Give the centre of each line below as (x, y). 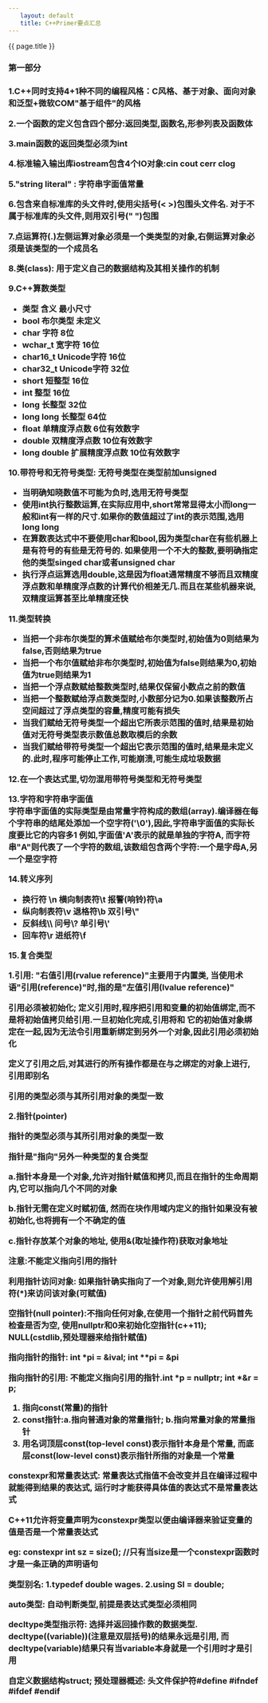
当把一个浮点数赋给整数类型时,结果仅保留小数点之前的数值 (134, 687)
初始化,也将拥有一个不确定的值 (67, 1221)
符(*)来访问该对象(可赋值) (58, 1293)
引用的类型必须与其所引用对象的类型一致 (86, 1096)
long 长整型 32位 (54, 404)
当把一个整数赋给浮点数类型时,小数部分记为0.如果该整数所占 (138, 699)
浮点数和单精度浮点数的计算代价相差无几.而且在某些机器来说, (139, 586)
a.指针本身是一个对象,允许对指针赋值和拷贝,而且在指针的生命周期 (133, 1177)
